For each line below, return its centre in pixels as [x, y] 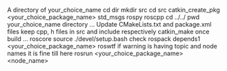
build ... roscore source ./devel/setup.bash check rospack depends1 [104, 39]
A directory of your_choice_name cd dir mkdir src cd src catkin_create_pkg [114, 10]
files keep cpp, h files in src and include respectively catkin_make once [108, 31]
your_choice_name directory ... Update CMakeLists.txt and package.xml [109, 24]
